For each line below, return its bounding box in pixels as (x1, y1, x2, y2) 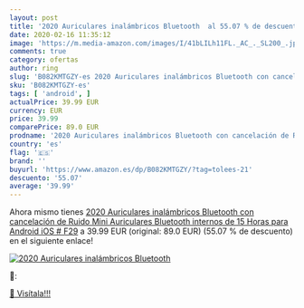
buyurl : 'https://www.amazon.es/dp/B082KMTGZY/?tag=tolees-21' (9, 165, 253, 174)
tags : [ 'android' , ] (9, 89, 91, 98)
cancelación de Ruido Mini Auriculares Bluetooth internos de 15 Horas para (9, 217, 289, 227)
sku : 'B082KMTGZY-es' (9, 81, 91, 90)
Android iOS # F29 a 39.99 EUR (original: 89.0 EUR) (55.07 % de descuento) (9, 226, 294, 236)
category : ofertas (9, 55, 79, 64)
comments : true (9, 47, 67, 56)
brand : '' (9, 156, 47, 166)
